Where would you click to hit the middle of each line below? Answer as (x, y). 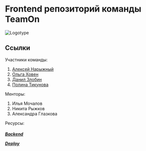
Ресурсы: (15, 123)
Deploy (12, 144)
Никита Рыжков (28, 108)
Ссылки (18, 48)
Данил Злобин (27, 79)
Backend (14, 134)
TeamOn (22, 19)
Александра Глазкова (35, 114)
